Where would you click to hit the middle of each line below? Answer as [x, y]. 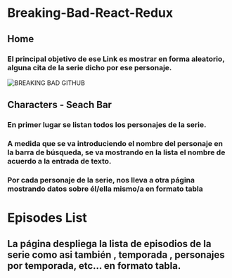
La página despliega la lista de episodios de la [109, 244]
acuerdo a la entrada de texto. [59, 161]
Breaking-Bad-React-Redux [90, 13]
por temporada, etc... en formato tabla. [94, 266]
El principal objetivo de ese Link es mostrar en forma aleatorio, [116, 59]
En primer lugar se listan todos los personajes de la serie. [107, 125]
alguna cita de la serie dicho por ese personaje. [90, 67]
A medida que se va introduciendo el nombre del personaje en [115, 144]
